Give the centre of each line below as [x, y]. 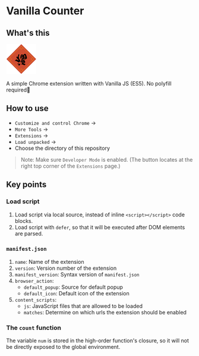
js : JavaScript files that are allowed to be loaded [83, 306]
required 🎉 [18, 90]
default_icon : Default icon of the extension [76, 293]
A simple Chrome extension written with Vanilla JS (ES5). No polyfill [89, 84]
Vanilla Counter [45, 11]
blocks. [24, 220]
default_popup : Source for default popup [73, 287]
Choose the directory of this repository [62, 148]
